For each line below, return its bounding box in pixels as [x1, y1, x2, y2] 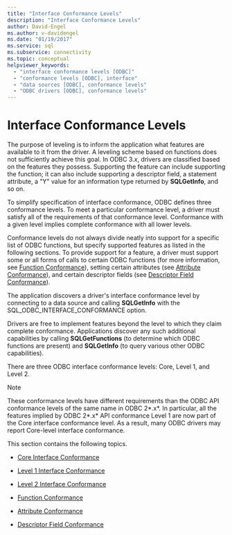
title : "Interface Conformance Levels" [7, 10, 123, 17]
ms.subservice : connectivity [7, 49, 91, 56]
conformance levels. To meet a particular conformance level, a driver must [7, 205, 220, 214]
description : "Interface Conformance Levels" [7, 17, 141, 24]
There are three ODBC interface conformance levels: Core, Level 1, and [7, 362, 210, 371]
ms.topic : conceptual [7, 56, 70, 62]
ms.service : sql [7, 42, 54, 49]
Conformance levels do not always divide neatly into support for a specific [7, 234, 220, 242]
